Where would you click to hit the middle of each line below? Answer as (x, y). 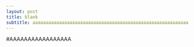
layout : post (22, 11)
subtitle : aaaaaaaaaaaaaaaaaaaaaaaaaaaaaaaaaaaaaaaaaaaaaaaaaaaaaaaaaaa (97, 22)
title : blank (22, 17)
